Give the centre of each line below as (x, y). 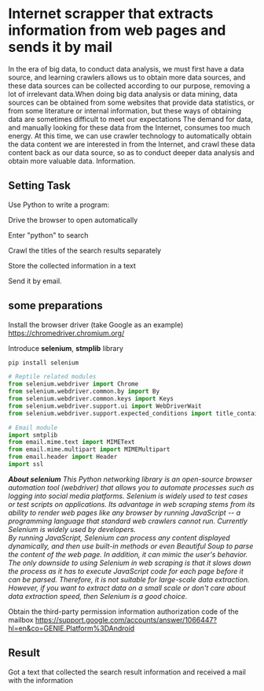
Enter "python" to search (48, 235)
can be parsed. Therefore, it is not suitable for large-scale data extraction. (129, 579)
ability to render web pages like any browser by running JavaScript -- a (125, 512)
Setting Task (40, 186)
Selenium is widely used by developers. (72, 529)
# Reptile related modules (52, 377)
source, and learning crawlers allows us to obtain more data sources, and (127, 77)
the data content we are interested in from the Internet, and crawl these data (132, 144)
